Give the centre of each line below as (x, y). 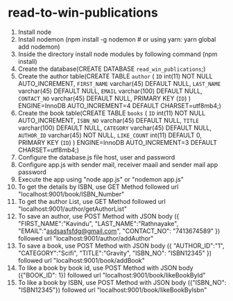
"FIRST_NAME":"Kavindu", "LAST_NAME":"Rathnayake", (98, 223)
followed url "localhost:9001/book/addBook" (81, 260)
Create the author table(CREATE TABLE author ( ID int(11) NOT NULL (115, 76)
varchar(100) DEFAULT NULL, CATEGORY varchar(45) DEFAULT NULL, (115, 128)
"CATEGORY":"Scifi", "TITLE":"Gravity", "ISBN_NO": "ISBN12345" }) (115, 253)
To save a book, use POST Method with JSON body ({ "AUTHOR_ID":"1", (121, 246)
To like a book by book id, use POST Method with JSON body (105, 268)
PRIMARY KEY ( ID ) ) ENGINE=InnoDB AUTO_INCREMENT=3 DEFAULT (118, 142)
